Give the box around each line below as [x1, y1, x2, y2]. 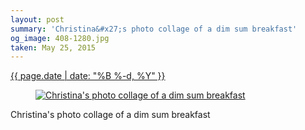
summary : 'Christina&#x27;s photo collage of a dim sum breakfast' [10, 24, 298, 34]
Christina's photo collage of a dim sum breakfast [10, 109, 211, 121]
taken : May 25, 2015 [10, 42, 97, 53]
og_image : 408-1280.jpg [10, 33, 110, 43]
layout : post [10, 14, 65, 25]
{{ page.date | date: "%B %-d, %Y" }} [10, 70, 166, 82]
